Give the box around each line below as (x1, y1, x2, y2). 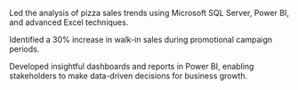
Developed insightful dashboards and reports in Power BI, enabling (9, 61, 254, 71)
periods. (9, 44, 40, 54)
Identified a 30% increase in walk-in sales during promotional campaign (9, 35, 273, 45)
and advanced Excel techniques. (9, 17, 129, 28)
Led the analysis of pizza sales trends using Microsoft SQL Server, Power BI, (9, 8, 289, 18)
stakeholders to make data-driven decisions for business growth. (9, 70, 248, 81)
